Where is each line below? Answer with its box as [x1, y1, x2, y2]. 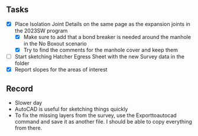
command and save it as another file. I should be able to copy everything [14, 118, 192, 125]
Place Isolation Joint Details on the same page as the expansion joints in [14, 20, 191, 27]
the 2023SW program [14, 27, 68, 34]
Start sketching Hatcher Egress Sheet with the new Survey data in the [14, 53, 185, 60]
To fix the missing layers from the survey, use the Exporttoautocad [14, 112, 177, 119]
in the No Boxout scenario [23, 40, 87, 47]
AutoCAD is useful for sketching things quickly [14, 105, 128, 112]
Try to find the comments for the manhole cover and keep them [23, 46, 178, 53]
